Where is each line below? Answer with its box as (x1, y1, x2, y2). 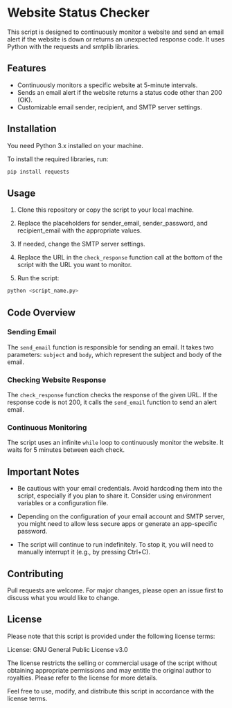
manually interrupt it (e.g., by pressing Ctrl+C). (17, 548, 151, 556)
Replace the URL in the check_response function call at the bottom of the (17, 253, 223, 262)
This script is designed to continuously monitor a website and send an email (7, 28, 224, 36)
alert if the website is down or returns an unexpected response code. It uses (7, 35, 225, 43)
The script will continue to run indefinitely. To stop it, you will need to (17, 541, 214, 549)
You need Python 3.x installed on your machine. (7, 141, 143, 149)
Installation (7, 123, 57, 135)
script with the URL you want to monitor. (17, 261, 132, 269)
